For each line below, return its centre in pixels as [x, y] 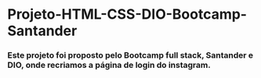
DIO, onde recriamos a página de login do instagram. [109, 66]
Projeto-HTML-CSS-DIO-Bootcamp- [127, 14]
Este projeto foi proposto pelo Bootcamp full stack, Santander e [130, 55]
